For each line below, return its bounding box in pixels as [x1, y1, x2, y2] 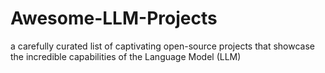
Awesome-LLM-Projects [10, 7, 218, 30]
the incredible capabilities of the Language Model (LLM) [10, 50, 242, 62]
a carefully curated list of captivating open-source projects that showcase [10, 40, 315, 52]
